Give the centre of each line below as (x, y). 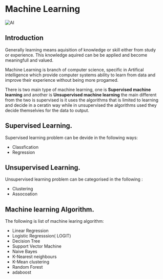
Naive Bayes (25, 252)
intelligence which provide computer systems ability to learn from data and (80, 75)
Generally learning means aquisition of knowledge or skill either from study (81, 49)
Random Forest (27, 267)
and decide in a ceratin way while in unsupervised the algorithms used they (81, 105)
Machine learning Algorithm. (50, 209)
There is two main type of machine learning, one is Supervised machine (78, 90)
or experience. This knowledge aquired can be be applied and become (76, 55)
